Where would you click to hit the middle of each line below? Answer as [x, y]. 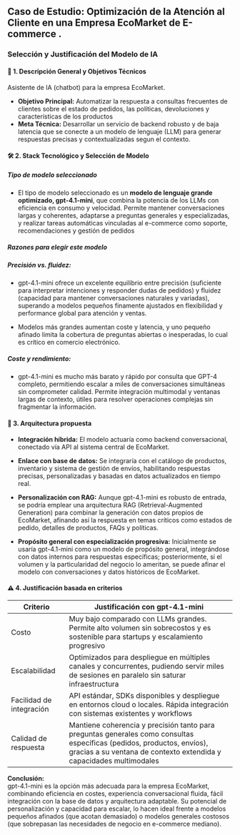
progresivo [87, 645]
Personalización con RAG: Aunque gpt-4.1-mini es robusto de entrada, [122, 497]
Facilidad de [31, 700]
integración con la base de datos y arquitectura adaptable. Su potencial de [117, 801]
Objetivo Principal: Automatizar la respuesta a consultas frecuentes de [123, 101]
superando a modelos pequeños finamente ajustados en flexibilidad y [120, 305]
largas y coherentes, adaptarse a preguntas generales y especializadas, [124, 216]
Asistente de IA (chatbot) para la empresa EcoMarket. [86, 87]
